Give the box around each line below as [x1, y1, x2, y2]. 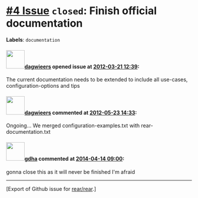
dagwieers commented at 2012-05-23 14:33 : [24, 109, 137, 116]
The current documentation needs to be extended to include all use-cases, [6, 76, 188, 83]
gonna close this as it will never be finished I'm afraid [6, 168, 136, 175]
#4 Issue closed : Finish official [6, 4, 157, 18]
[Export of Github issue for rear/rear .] [6, 185, 96, 192]
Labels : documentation [6, 36, 60, 43]
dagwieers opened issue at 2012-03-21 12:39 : [24, 63, 140, 70]
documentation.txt [6, 128, 51, 136]
